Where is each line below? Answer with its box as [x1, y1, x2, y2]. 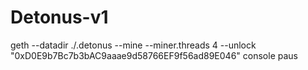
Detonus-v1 [10, 6, 109, 29]
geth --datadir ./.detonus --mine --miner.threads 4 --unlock [10, 39, 257, 51]
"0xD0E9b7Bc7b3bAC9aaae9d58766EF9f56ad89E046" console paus [10, 49, 298, 61]
